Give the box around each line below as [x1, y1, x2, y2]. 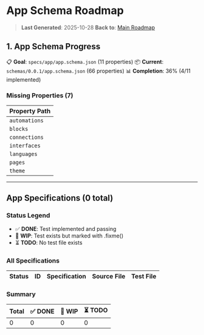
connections [9, 134, 44, 141]
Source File [92, 272, 126, 281]
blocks [9, 125, 29, 133]
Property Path [9, 107, 51, 116]
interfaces [9, 143, 41, 149]
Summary [6, 290, 36, 298]
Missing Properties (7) [6, 91, 73, 99]
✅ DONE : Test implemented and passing [15, 225, 117, 232]
